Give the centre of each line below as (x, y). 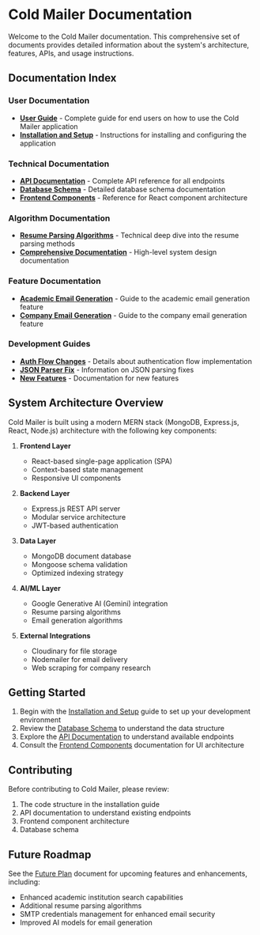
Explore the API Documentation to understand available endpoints (127, 736)
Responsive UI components (76, 478)
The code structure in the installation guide (90, 804)
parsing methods (47, 244)
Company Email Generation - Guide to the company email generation (133, 315)
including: (24, 882)
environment (40, 720)
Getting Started (47, 693)
